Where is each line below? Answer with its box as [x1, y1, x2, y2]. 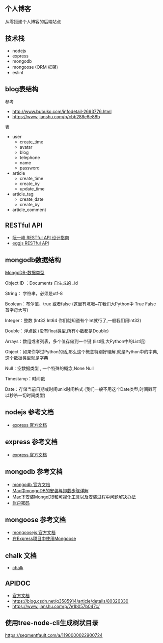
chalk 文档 [5, 551, 37, 560]
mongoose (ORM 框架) [12, 64, 58, 70]
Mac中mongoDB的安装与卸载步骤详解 [12, 487, 89, 493]
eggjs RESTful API [12, 240, 49, 246]
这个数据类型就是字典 [5, 355, 48, 361]
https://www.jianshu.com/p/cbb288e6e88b [12, 114, 100, 120]
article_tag [12, 191, 34, 197]
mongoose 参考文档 [5, 515, 66, 524]
